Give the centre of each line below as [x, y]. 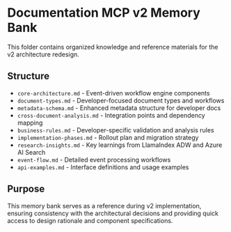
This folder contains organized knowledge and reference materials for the [113, 47]
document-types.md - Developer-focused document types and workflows [121, 100]
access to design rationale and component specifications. [90, 220]
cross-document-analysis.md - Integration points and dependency [111, 115]
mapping [30, 123]
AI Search [31, 152]
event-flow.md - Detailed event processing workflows [94, 160]
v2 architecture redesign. [43, 54]
